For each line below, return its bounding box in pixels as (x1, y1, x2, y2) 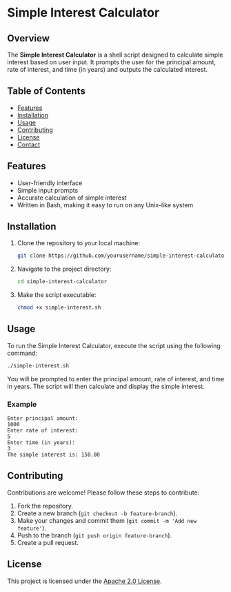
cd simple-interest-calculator (17, 278, 108, 285)
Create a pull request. (17, 538, 79, 546)
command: (7, 349, 38, 357)
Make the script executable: (17, 291, 97, 299)
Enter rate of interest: (7, 427, 79, 435)
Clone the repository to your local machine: (17, 239, 140, 247)
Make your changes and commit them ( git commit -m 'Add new (17, 516, 197, 524)
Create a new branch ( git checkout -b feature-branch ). (17, 509, 178, 517)
